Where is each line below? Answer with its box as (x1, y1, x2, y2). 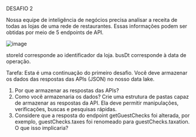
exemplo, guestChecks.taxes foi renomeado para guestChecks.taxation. (14, 118, 190, 125)
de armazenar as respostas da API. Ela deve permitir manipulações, (14, 99, 179, 106)
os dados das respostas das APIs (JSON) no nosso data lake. (6, 76, 155, 82)
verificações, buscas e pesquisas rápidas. (14, 106, 117, 112)
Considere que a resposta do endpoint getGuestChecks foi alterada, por (14, 112, 190, 119)
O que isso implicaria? (14, 125, 69, 131)
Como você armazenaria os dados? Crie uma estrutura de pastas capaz (14, 93, 190, 100)
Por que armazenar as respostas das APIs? (14, 87, 119, 93)
